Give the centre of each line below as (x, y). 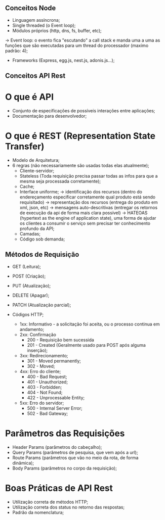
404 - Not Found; (45, 392)
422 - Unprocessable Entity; (56, 397)
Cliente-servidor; (37, 171)
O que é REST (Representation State (80, 136)
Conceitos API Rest (35, 76)
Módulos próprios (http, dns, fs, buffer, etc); (57, 30)
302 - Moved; (41, 366)
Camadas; (30, 234)
